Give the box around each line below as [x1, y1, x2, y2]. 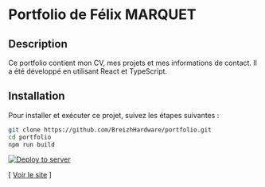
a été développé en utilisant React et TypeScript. [8, 67, 168, 76]
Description [8, 37, 68, 51]
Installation [8, 90, 65, 103]
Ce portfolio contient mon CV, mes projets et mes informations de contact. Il [8, 58, 257, 67]
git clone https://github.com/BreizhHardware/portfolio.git [8, 125, 212, 134]
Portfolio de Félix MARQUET [8, 6, 197, 24]
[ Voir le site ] [8, 170, 52, 180]
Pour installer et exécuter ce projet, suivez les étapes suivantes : [8, 110, 220, 120]
